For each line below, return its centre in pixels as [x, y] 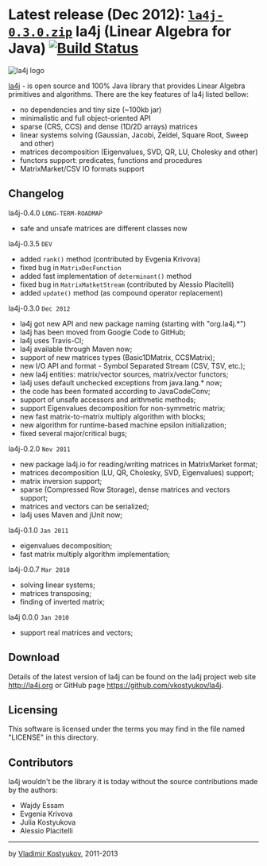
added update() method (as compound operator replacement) [121, 292]
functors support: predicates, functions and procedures [111, 160]
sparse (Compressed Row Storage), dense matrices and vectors [125, 489]
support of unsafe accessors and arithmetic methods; [108, 400]
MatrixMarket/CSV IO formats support [82, 168]
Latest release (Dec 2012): [97, 15]
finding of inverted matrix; [62, 601]
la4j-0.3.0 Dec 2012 [39, 308]
